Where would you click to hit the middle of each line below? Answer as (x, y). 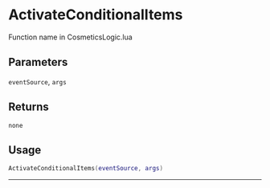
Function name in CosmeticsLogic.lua (70, 37)
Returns (29, 107)
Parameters (38, 62)
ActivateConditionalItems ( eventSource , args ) (86, 169)
